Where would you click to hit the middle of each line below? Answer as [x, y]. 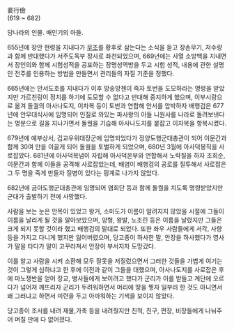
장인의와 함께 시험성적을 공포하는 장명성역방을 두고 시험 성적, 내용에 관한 [113, 65]
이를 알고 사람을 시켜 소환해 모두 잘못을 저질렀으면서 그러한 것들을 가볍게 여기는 [115, 261]
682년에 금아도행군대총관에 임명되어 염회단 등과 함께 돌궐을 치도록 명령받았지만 [115, 188]
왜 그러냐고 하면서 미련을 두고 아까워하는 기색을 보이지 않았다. [91, 296]
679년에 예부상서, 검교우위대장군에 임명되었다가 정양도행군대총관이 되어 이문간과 [117, 138]
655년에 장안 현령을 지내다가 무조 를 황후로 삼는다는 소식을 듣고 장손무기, [106, 47]
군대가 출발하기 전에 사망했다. [47, 196]
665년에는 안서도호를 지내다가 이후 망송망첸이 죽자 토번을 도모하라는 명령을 [110, 88]
